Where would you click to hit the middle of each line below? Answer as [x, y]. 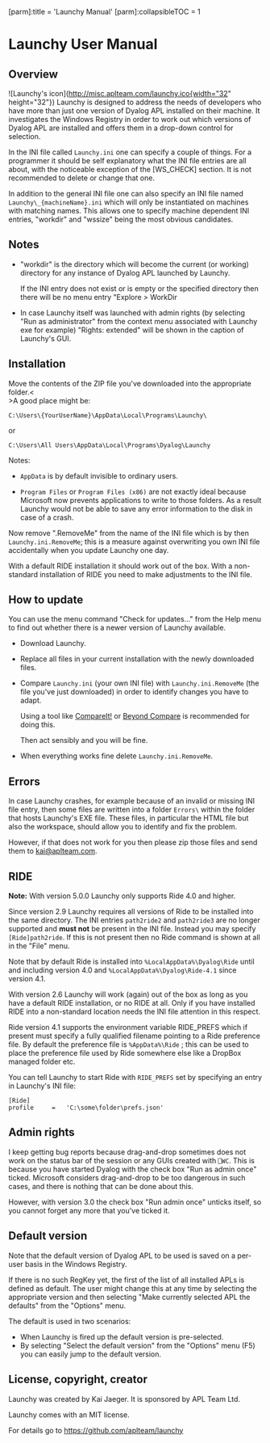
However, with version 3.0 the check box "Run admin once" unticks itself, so [135, 1202]
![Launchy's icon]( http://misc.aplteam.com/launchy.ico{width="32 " [120, 93]
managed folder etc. [42, 1061]
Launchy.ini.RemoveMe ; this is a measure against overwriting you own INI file [134, 542]
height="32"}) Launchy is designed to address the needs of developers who [135, 102]
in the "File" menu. [39, 946]
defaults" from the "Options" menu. [67, 1306]
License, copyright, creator [78, 1380]
